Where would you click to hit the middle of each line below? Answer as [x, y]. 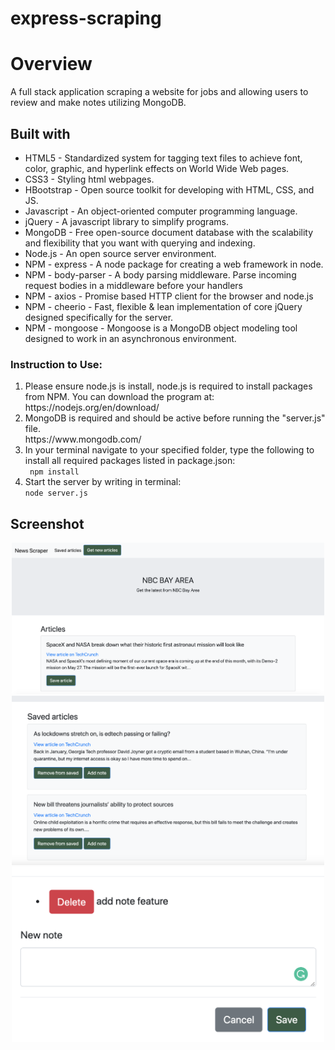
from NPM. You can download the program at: [119, 397]
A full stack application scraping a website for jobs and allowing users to [159, 92]
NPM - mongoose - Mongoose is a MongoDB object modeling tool [161, 328]
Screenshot [47, 523]
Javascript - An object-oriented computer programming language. [161, 211]
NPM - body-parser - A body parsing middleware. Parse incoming [160, 274]
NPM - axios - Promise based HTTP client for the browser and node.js [169, 296]
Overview [51, 64]
